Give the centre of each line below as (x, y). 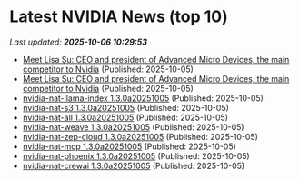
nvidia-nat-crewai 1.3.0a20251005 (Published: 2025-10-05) (134, 165)
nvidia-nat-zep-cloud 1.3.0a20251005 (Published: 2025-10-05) (140, 136)
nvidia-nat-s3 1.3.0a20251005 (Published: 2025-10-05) (126, 107)
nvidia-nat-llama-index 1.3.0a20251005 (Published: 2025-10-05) (143, 98)
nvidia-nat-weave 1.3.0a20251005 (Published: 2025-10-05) (133, 127)
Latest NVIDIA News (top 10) (119, 17)
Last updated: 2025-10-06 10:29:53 (79, 42)
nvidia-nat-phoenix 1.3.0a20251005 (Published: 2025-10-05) (136, 155)
